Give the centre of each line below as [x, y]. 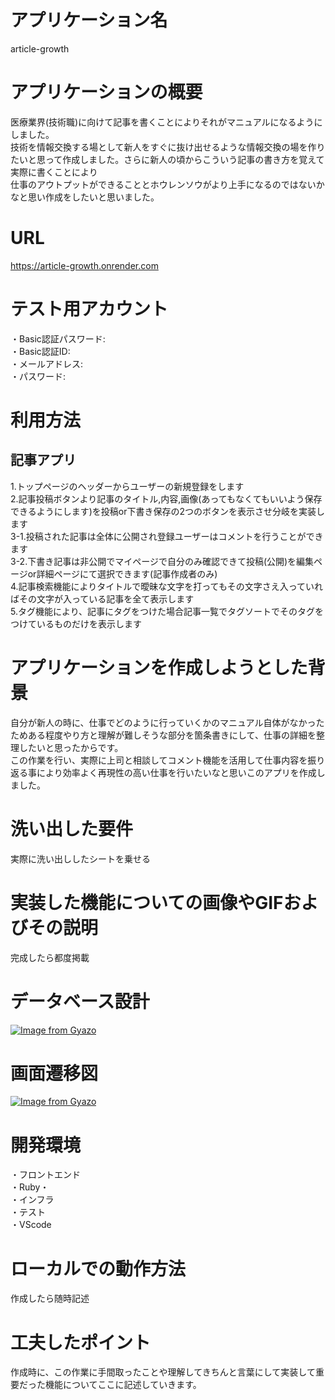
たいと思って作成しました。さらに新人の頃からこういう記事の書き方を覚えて [167, 159]
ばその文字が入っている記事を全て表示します [102, 598]
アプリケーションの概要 [106, 92]
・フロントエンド [45, 1175]
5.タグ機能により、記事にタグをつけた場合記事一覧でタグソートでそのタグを [167, 611]
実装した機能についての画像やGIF [147, 902]
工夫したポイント [81, 1342]
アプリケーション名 [89, 20]
